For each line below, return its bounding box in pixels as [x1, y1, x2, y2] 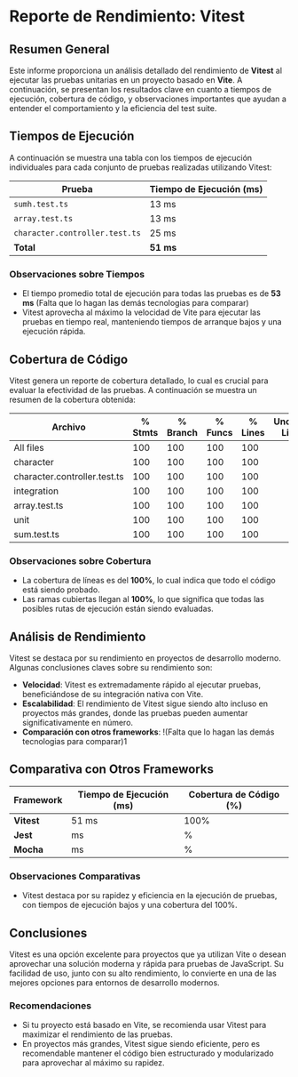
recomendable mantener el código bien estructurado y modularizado [21, 1048, 274, 1059]
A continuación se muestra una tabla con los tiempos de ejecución [9, 152, 253, 163]
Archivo [51, 421, 86, 433]
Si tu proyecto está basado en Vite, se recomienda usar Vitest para [21, 1020, 267, 1031]
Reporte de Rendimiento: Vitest [9, 6, 246, 27]
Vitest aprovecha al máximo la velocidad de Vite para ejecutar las [21, 307, 262, 317]
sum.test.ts [13, 527, 60, 540]
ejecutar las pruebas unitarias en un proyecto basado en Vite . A [9, 75, 243, 85]
